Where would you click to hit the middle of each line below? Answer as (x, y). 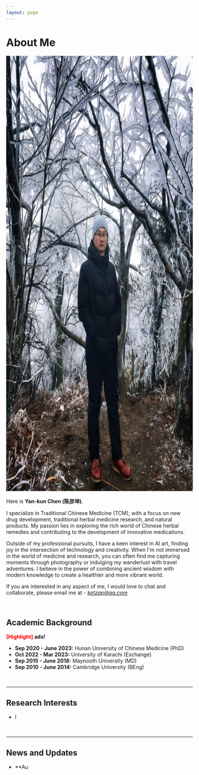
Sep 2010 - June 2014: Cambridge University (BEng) (79, 667)
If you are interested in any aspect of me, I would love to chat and (86, 586)
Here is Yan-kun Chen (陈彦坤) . (45, 501)
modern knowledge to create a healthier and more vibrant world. (85, 575)
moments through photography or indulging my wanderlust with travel (92, 562)
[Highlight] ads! (26, 637)
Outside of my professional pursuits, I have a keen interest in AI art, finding (97, 543)
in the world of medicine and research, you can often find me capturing (93, 556)
